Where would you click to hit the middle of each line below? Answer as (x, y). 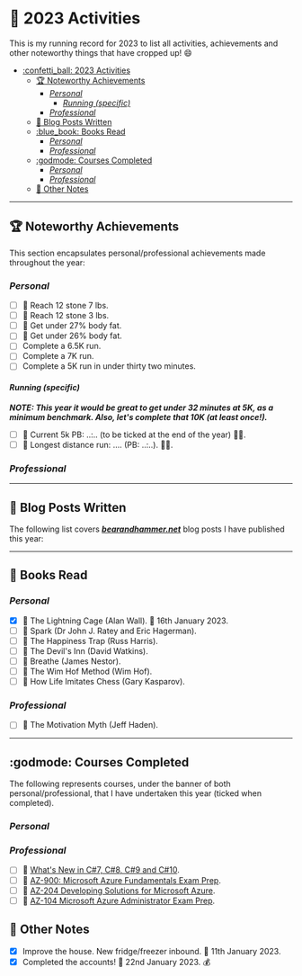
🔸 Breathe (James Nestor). (71, 661)
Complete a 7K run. (58, 356)
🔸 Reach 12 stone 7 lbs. (66, 306)
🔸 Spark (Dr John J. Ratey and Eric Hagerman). (110, 631)
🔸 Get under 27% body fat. (72, 326)
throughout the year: (47, 262)
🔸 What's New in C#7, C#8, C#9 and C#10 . (101, 870)
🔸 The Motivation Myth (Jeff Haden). (90, 725)
